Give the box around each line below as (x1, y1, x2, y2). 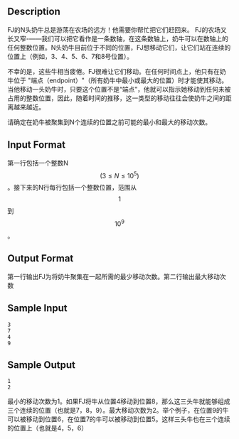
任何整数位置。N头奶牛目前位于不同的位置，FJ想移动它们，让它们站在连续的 (7, 43, 231, 52)
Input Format (7, 139, 66, 151)
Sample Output (7, 359, 76, 371)
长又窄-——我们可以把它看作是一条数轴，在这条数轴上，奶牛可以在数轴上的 (7, 34, 229, 43)
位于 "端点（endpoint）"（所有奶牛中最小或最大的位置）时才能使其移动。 (13, 76, 228, 85)
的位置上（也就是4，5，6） (7, 424, 88, 433)
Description (7, 6, 60, 18)
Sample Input (7, 302, 68, 315)
